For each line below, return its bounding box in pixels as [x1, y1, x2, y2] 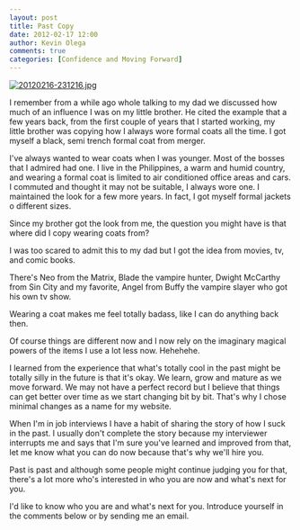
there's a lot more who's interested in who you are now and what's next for [9, 474, 287, 484]
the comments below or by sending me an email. [9, 510, 190, 521]
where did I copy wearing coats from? [9, 228, 150, 238]
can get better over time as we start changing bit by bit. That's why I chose [9, 391, 287, 401]
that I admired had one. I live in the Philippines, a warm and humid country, [9, 163, 286, 173]
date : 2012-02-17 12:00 [9, 30, 99, 39]
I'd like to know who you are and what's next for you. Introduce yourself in [9, 501, 284, 511]
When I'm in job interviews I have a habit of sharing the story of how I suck [9, 418, 286, 428]
